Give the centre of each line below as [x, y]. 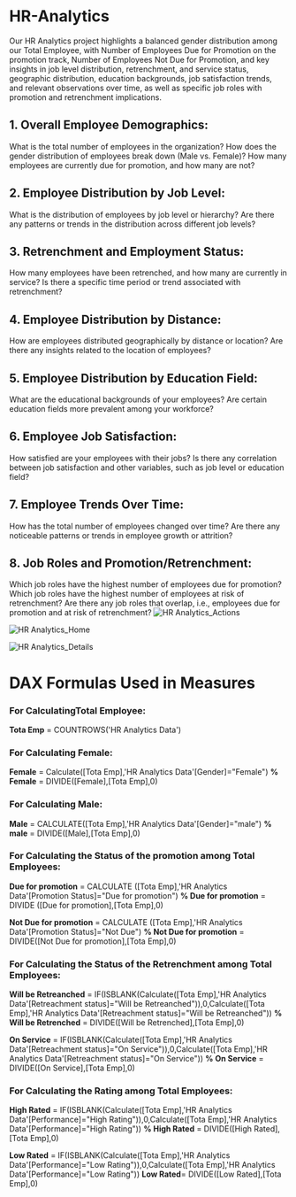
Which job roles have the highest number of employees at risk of [127, 594]
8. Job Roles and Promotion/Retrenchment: [131, 564]
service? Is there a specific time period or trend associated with [125, 282]
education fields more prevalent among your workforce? [111, 409]
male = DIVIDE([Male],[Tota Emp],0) [75, 833]
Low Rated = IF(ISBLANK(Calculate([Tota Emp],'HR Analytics [120, 1155]
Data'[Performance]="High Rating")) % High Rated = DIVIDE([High [131, 1129]
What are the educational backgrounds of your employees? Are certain [138, 399]
